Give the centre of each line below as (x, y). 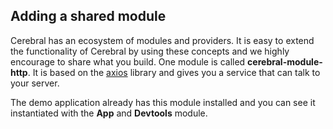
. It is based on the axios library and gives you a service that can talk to (174, 72)
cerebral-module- (285, 61)
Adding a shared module (88, 16)
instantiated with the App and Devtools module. (109, 113)
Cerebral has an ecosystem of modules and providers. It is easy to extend (162, 40)
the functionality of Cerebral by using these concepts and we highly (150, 51)
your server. (35, 83)
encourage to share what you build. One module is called (128, 61)
